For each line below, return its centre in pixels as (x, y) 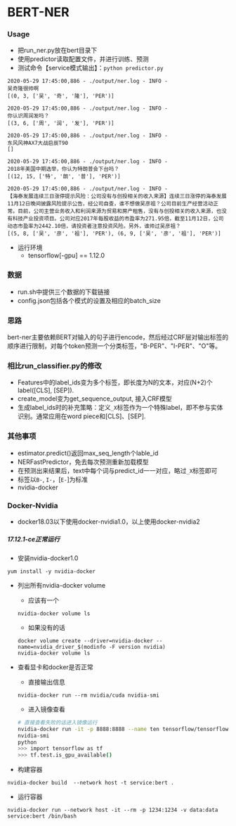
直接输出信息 (46, 682)
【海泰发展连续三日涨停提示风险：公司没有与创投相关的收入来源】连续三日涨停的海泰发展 (117, 196)
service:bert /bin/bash (42, 816)
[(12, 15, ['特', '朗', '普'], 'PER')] (64, 176)
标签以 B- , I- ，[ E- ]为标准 (52, 479)
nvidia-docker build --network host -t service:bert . (91, 783)
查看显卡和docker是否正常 (55, 667)
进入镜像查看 (46, 709)
